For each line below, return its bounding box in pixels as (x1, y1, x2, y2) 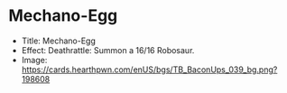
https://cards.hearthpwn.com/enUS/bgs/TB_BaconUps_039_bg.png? (21, 64, 278, 75)
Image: (21, 54, 48, 65)
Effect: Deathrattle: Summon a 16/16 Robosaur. (21, 44, 195, 55)
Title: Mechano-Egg (21, 35, 96, 46)
